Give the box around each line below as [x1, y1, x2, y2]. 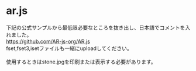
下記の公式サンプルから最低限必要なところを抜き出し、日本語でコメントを [6, 24, 185, 31]
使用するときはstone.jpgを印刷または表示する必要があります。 [6, 58, 156, 65]
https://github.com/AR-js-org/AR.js [6, 38, 91, 45]
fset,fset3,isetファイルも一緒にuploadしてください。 [6, 45, 133, 52]
